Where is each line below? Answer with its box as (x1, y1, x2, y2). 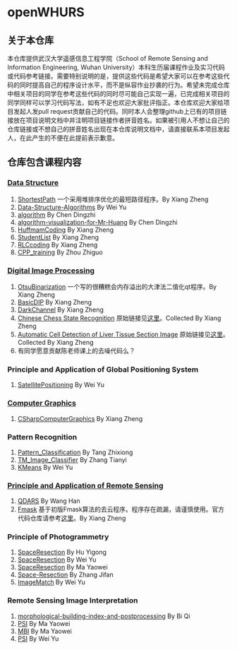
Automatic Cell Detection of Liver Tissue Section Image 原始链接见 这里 (17, 330, 224, 338)
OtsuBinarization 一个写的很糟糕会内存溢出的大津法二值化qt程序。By (17, 282, 217, 290)
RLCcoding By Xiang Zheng (17, 240, 98, 249)
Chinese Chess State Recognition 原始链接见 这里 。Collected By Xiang (17, 314, 221, 322)
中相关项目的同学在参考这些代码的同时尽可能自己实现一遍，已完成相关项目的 (7, 90, 230, 97)
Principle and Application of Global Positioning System (7, 365, 199, 374)
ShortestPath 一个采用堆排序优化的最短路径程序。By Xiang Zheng (17, 195, 209, 203)
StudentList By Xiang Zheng (17, 232, 99, 241)
